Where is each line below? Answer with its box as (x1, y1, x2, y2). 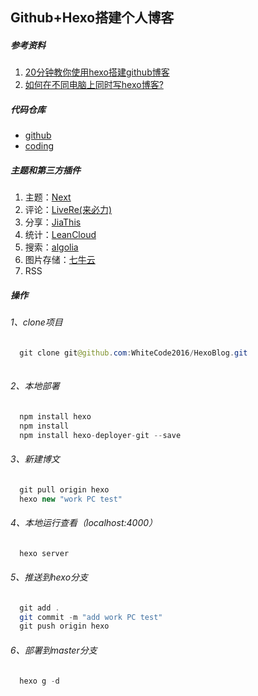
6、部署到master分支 (10, 644, 98, 656)
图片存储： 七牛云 (24, 254, 96, 266)
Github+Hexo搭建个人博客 (10, 9, 175, 27)
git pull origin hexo (19, 484, 110, 495)
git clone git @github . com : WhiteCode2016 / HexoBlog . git (19, 348, 248, 358)
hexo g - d (19, 676, 60, 686)
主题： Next (24, 191, 72, 203)
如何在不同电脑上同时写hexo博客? (24, 79, 164, 91)
